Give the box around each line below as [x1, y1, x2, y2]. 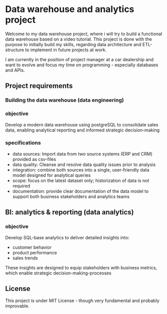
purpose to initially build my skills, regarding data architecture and [5, 41, 141, 47]
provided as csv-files [12, 156, 56, 162]
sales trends [12, 255, 38, 261]
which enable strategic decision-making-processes [5, 270, 112, 276]
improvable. [5, 303, 30, 309]
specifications [5, 139, 41, 146]
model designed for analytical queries [12, 172, 91, 178]
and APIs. [5, 67, 25, 73]
